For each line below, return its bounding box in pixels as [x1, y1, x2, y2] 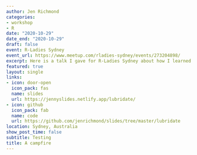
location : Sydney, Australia [6, 124, 78, 130]
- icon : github [6, 101, 44, 108]
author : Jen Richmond [6, 8, 60, 15]
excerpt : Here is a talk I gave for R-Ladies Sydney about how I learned [6, 58, 192, 64]
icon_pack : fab [11, 107, 49, 113]
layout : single [6, 69, 44, 75]
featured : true [6, 63, 44, 70]
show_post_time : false [6, 129, 62, 136]
